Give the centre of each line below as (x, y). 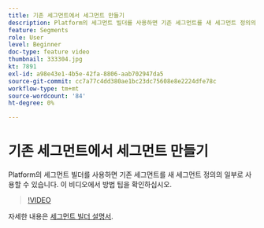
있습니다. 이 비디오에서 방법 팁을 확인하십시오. (101, 185)
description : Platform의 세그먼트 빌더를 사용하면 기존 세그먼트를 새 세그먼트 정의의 (132, 23)
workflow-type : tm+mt (44, 88)
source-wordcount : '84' (47, 96)
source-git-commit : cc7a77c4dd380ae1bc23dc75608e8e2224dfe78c (112, 81)
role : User (26, 37)
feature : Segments (38, 30)
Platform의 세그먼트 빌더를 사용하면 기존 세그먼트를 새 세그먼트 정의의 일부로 (126, 175)
